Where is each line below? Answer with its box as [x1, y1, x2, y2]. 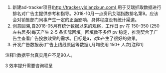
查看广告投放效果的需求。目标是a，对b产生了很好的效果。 [21, 35, 141, 41]
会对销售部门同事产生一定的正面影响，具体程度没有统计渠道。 [12, 17, 140, 22]
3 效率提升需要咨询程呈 [5, 63, 53, 69]
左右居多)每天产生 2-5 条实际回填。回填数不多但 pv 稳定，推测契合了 [12, 29, 154, 35]
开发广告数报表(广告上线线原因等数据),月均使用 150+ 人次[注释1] [12, 42, 144, 47]
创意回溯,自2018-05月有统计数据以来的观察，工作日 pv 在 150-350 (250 [12, 23, 160, 29]
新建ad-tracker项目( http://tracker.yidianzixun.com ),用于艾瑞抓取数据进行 [12, 4, 162, 10]
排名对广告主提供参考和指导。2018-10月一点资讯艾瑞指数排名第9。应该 [12, 10, 159, 16]
